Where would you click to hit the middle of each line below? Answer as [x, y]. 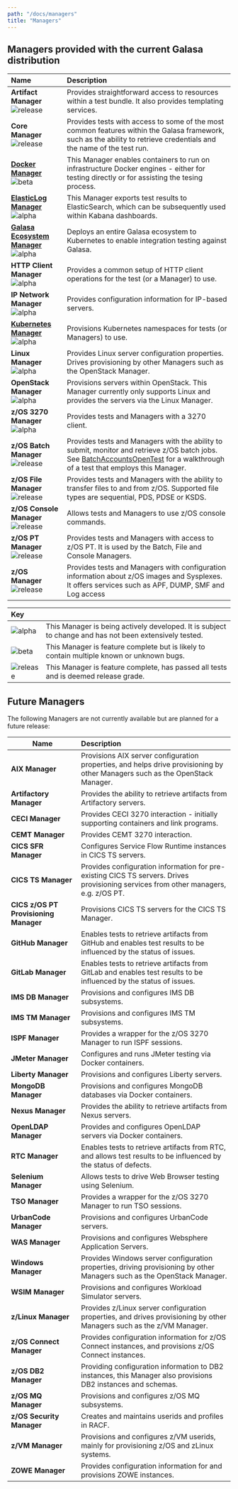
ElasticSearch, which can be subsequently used [146, 207]
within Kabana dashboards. [112, 216]
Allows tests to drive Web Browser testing [150, 1176]
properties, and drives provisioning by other [154, 1317]
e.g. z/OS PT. [103, 894]
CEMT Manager [38, 835]
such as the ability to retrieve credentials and [141, 139]
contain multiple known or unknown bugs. [115, 656]
